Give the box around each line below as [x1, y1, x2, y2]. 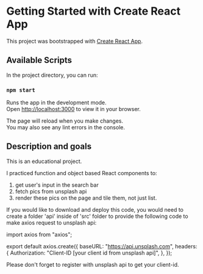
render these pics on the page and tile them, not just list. [15, 194, 157, 201]
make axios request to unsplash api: [6, 218, 97, 226]
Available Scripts [6, 55, 72, 65]
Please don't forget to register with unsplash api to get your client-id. [6, 261, 179, 268]
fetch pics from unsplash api [15, 187, 87, 195]
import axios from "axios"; [6, 231, 73, 238]
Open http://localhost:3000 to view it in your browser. [6, 106, 141, 113]
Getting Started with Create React [6, 4, 181, 18]
